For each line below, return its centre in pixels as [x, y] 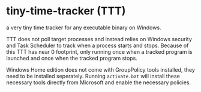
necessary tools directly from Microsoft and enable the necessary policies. [98, 82]
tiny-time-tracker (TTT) [66, 11]
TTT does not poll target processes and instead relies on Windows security [99, 39]
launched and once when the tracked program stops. [72, 58]
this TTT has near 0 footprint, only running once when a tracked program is [100, 51]
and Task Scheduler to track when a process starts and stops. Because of [97, 45]
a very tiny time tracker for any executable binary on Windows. [84, 27]
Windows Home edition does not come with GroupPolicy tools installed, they [100, 69]
